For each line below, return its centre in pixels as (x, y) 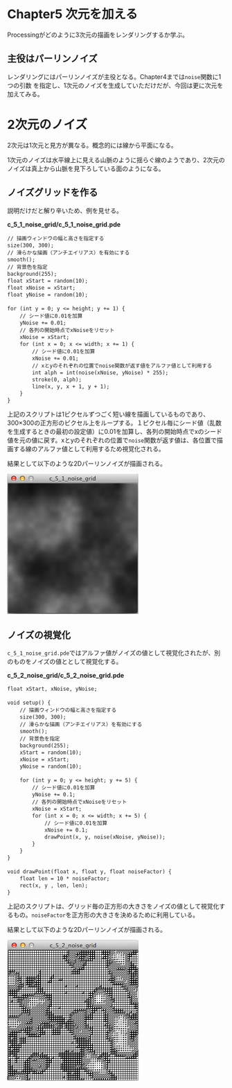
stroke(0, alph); (57, 379)
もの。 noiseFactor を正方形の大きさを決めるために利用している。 (106, 915)
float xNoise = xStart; (42, 288)
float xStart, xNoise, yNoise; (52, 689)
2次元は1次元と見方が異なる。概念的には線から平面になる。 (92, 145)
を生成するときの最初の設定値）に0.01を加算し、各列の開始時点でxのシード (115, 431)
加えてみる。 (25, 94)
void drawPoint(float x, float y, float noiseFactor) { (89, 872)
